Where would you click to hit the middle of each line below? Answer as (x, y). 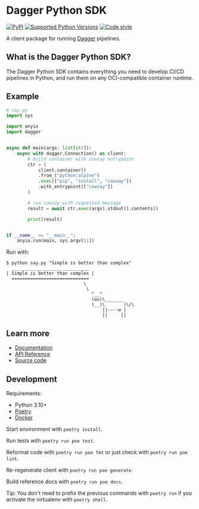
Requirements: (24, 393)
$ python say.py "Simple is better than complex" (69, 263)
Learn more (28, 333)
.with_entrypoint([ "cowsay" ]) (75, 187)
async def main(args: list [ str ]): (49, 148)
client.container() (62, 170)
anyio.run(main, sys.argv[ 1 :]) (56, 241)
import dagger (24, 132)
